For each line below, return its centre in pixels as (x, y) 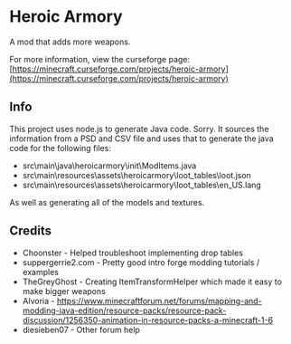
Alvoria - (38, 301)
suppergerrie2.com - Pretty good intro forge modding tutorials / (141, 262)
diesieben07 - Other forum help (81, 330)
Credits (31, 231)
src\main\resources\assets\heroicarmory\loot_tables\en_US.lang (142, 185)
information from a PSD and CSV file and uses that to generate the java (141, 139)
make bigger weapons (64, 291)
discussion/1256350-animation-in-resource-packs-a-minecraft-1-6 (148, 320)
